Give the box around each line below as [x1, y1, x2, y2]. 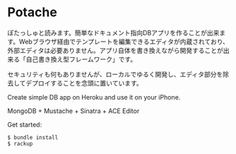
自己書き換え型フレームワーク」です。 [25, 54, 137, 64]
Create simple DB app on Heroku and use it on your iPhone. [7, 93, 181, 101]
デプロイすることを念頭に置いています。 [25, 78, 143, 87]
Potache [7, 4, 58, 20]
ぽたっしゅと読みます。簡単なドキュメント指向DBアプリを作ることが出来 [7, 28, 220, 37]
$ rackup [7, 140, 33, 147]
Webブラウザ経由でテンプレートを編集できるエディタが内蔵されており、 [18, 37, 230, 46]
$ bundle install [7, 134, 59, 141]
